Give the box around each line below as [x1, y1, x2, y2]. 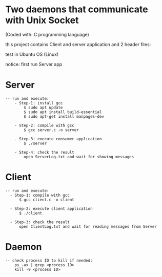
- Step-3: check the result [10, 219, 70, 225]
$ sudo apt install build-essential [24, 109, 102, 115]
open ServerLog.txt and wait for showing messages [24, 154, 134, 159]
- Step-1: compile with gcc [10, 193, 70, 198]
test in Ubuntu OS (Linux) [5, 51, 59, 57]
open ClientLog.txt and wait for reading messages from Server [18, 224, 157, 229]
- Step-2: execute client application [10, 206, 93, 211]
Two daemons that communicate [5, 4, 148, 15]
